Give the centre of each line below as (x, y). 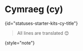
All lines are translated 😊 (43, 33)
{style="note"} (20, 43)
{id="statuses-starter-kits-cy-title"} (41, 23)
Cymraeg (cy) (34, 9)
